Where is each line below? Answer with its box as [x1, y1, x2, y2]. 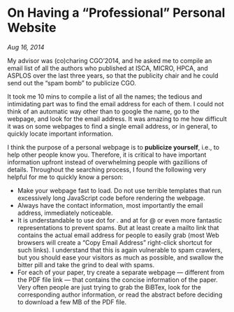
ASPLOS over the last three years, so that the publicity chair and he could [7, 71, 219, 80]
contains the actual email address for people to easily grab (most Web [17, 231, 220, 239]
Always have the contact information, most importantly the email [17, 201, 203, 209]
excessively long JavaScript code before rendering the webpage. [17, 194, 206, 202]
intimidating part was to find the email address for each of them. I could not [7, 99, 224, 108]
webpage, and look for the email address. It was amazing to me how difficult [7, 114, 227, 123]
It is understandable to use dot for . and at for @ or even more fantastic [17, 215, 222, 225]
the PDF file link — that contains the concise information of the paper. [17, 275, 218, 284]
